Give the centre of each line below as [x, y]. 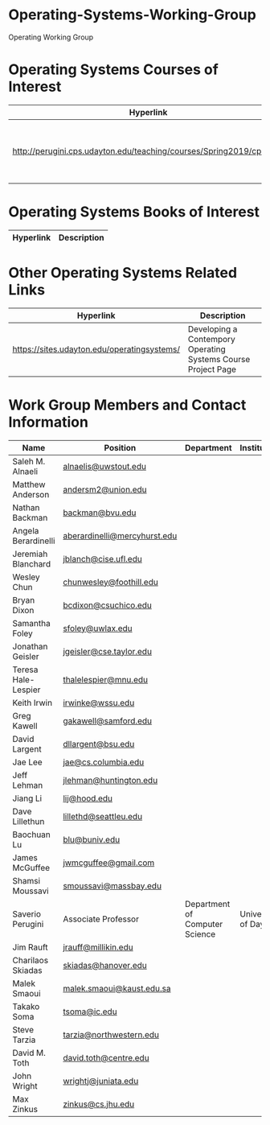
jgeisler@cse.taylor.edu [108, 651]
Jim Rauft [30, 947]
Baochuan [31, 834]
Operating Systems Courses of [113, 70]
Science [200, 933]
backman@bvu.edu [100, 513]
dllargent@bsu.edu [99, 744]
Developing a [213, 329]
